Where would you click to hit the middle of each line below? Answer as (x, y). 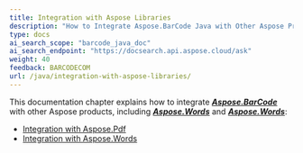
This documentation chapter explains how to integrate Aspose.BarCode (143, 102)
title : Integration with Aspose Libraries (90, 18)
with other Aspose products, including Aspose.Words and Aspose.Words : (148, 111)
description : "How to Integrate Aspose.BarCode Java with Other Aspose (147, 26)
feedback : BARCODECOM (50, 68)
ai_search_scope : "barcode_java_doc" (80, 43)
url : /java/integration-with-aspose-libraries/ (101, 76)
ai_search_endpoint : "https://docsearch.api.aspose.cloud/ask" (131, 51)
